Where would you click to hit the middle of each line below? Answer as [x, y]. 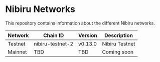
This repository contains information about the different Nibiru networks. [80, 23]
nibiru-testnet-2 [54, 43]
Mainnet [17, 52]
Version [88, 35]
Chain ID [54, 35]
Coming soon [118, 52]
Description [119, 35]
